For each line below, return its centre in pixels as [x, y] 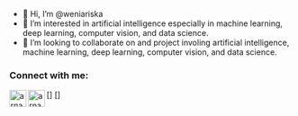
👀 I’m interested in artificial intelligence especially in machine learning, [153, 23]
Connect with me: [49, 75]
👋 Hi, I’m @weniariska [63, 14]
